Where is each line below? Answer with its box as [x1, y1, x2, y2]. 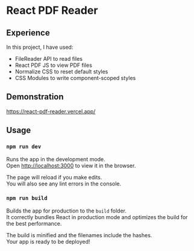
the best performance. [6, 220, 62, 227]
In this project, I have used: [6, 43, 74, 51]
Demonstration [6, 91, 64, 102]
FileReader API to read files [14, 55, 83, 62]
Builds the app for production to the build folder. [6, 207, 127, 214]
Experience [6, 28, 50, 38]
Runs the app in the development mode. [6, 155, 105, 163]
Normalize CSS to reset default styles [14, 68, 108, 75]
